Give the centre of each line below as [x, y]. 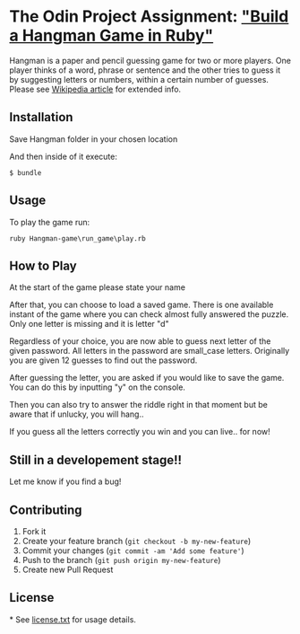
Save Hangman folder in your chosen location [94, 139]
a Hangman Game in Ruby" [111, 35]
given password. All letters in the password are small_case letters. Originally [150, 351]
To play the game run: [50, 222]
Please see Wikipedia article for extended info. [95, 89]
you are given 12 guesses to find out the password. [103, 360]
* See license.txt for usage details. [73, 619]
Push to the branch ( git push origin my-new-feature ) [121, 560]
